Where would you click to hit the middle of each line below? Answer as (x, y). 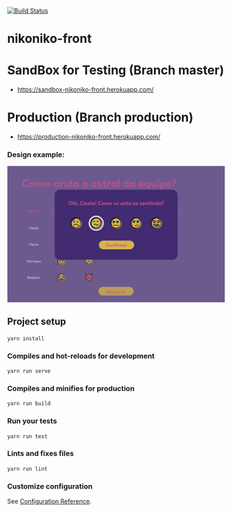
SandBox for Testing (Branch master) (116, 70)
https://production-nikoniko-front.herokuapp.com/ (89, 137)
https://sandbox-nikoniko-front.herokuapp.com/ (85, 89)
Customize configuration (50, 486)
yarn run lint (28, 469)
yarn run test (28, 436)
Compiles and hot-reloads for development (81, 355)
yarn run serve (29, 371)
